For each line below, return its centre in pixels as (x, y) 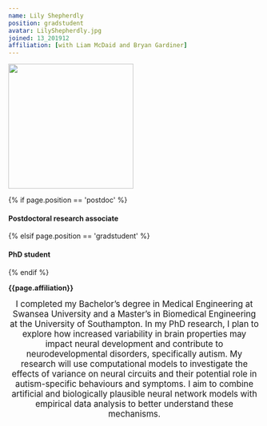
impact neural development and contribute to (134, 344)
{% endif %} (29, 272)
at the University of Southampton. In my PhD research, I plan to (134, 324)
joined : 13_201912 (39, 38)
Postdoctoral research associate (64, 218)
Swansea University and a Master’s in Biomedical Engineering (134, 314)
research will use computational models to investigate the (134, 364)
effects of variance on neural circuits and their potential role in (134, 374)
